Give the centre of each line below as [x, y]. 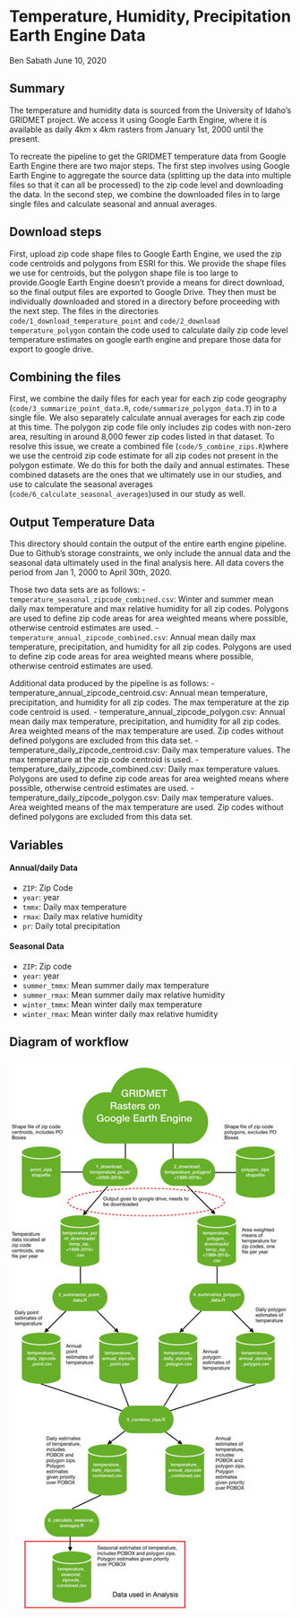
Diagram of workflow [69, 1042]
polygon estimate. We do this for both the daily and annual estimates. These [150, 465]
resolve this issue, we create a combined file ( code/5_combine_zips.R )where [149, 447]
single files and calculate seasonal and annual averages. [113, 204]
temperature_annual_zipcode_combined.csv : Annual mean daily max [133, 638]
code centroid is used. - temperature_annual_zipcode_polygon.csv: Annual [147, 712]
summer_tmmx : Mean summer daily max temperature [116, 985]
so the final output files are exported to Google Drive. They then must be [143, 291]
